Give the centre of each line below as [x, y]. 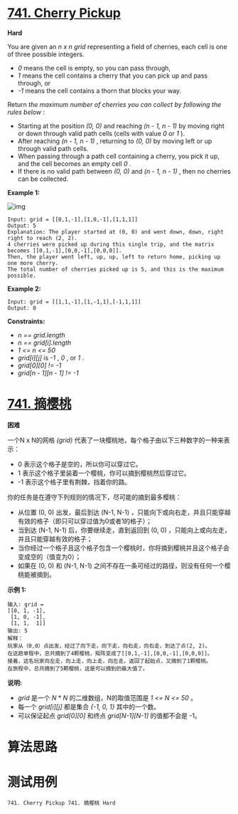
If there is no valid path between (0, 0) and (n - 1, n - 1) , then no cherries [124, 171]
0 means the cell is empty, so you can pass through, [94, 68]
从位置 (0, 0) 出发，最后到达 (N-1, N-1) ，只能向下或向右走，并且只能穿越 [124, 512]
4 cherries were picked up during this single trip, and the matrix [111, 244]
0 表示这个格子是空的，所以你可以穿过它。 [80, 464]
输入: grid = [26, 604]
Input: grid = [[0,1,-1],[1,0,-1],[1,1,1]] [73, 219]
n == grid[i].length [44, 343]
